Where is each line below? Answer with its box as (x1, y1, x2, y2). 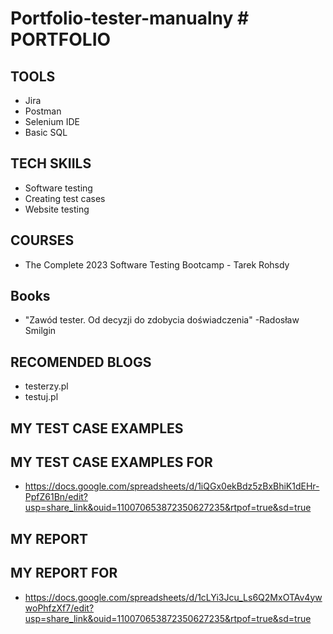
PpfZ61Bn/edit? (24, 491, 89, 503)
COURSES (10, 232, 75, 249)
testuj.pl (24, 391, 59, 403)
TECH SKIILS (10, 155, 92, 172)
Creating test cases (24, 192, 106, 204)
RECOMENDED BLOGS (10, 353, 152, 371)
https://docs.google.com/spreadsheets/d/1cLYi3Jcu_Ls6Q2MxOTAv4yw (24, 591, 323, 603)
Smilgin (24, 325, 57, 337)
